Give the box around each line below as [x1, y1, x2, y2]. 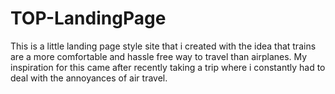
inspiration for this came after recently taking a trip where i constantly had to [10, 61, 326, 73]
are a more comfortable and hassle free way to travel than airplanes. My [10, 50, 308, 62]
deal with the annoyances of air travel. [10, 72, 168, 84]
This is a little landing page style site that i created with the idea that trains [10, 40, 317, 52]
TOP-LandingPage [10, 7, 167, 30]
